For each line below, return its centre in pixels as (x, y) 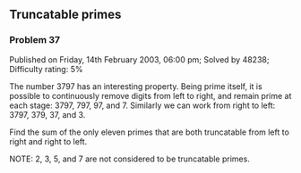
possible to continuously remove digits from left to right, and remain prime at (150, 95)
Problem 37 (35, 40)
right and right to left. (48, 141)
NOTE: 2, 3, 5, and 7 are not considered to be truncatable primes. (130, 159)
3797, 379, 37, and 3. (47, 114)
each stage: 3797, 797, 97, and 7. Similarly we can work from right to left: (142, 105)
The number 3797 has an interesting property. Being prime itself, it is (136, 86)
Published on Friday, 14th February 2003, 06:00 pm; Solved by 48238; (139, 59)
